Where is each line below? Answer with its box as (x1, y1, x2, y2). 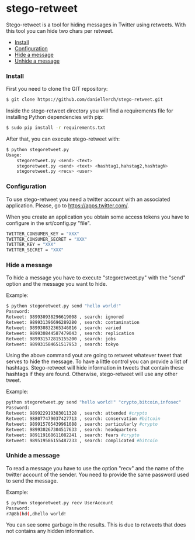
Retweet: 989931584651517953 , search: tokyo (6, 341, 119, 347)
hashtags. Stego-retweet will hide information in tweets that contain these (6, 364, 184, 371)
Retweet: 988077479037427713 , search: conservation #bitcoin (6, 416, 161, 422)
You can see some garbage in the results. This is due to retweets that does (6, 521, 186, 528)
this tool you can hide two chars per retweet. (6, 27, 114, 34)
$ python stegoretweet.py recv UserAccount (6, 500, 114, 505)
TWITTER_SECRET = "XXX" (6, 247, 64, 253)
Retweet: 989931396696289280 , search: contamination (6, 320, 140, 326)
